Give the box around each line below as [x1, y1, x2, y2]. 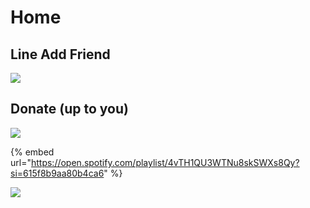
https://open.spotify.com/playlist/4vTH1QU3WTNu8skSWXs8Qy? [30, 156, 300, 168]
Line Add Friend [10, 46, 111, 63]
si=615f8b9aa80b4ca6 [10, 167, 105, 179]
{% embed [10, 146, 55, 158]
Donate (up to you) [10, 101, 129, 118]
